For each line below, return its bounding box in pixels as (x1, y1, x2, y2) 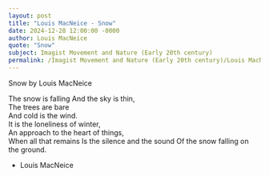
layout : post (8, 11, 52, 20)
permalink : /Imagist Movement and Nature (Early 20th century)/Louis (8, 57, 246, 65)
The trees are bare (8, 102, 70, 112)
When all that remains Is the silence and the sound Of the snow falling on (8, 136, 250, 146)
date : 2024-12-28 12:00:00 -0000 (8, 26, 120, 34)
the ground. (8, 145, 47, 154)
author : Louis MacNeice (8, 34, 88, 42)
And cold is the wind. (8, 110, 78, 120)
